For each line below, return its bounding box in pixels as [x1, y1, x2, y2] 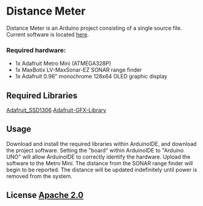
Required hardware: [6, 46, 66, 54]
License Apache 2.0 [6, 190, 84, 201]
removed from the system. [6, 172, 73, 180]
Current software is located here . [6, 30, 89, 38]
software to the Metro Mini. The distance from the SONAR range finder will [6, 159, 193, 167]
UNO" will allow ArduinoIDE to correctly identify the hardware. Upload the [6, 153, 191, 160]
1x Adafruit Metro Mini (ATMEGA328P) [15, 60, 111, 67]
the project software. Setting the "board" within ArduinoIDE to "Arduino [6, 146, 184, 154]
